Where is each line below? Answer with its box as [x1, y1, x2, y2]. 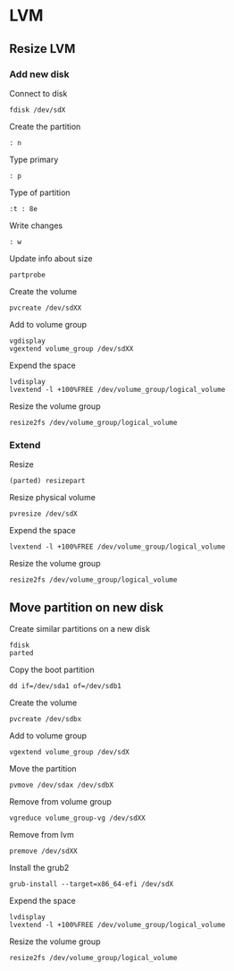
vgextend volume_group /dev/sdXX [9, 344, 134, 353]
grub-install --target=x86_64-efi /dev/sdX [9, 879, 174, 889]
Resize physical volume [9, 492, 96, 503]
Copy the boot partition [9, 664, 96, 675]
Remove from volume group [9, 796, 112, 806]
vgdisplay [9, 336, 46, 345]
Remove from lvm [9, 829, 74, 839]
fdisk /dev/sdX [9, 105, 66, 115]
